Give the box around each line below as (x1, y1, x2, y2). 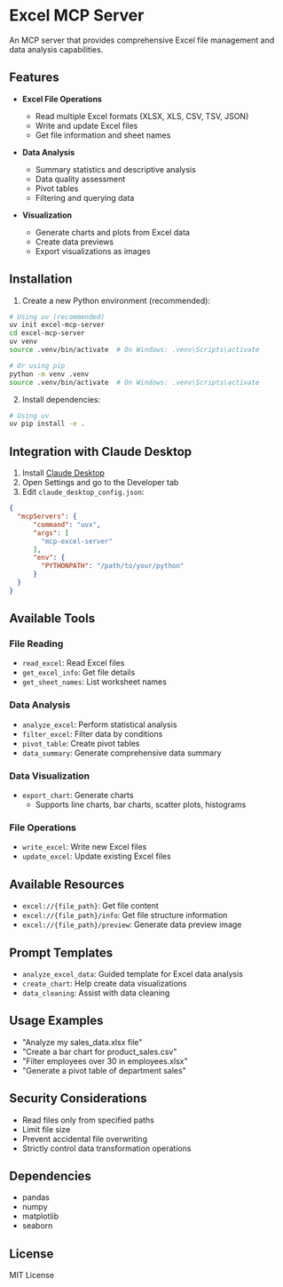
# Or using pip (9, 361, 66, 370)
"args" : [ (32, 528, 69, 538)
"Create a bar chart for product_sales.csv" (21, 1046, 177, 1057)
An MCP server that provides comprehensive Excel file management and (9, 35, 275, 45)
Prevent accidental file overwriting (21, 1133, 148, 1144)
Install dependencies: (21, 394, 101, 404)
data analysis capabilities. (9, 44, 104, 54)
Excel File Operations (21, 93, 102, 104)
